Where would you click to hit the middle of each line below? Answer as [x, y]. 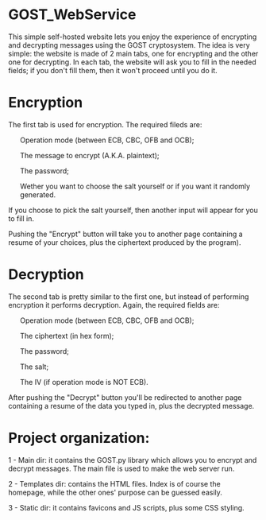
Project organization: [79, 438]
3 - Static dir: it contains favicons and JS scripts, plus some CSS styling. [126, 507]
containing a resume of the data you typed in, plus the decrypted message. [131, 406]
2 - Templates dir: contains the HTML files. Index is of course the [114, 483]
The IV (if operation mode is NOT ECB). [84, 382]
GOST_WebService [72, 15]
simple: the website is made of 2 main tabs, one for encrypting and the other [133, 53]
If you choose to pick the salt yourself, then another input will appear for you [133, 210]
